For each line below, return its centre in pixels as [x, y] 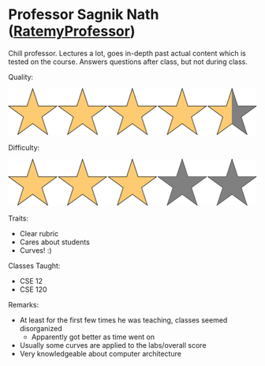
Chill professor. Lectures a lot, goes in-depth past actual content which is [127, 53]
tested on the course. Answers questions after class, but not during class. [128, 62]
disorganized [41, 329]
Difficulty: [24, 148]
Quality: [21, 77]
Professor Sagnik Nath [84, 15]
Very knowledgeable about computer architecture [100, 354]
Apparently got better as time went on [93, 337]
